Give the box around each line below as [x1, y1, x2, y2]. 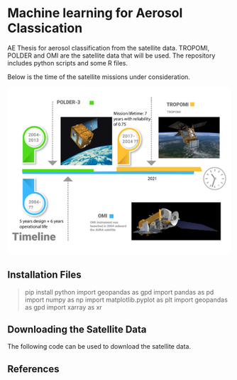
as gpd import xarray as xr [24, 302, 103, 311]
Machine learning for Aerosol [7, 5, 183, 21]
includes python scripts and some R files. [7, 58, 128, 67]
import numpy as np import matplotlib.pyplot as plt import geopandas [24, 295, 228, 304]
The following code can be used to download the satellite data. [7, 342, 192, 351]
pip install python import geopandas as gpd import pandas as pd [24, 287, 214, 296]
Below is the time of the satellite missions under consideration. [7, 73, 190, 81]
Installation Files [7, 269, 82, 281]
